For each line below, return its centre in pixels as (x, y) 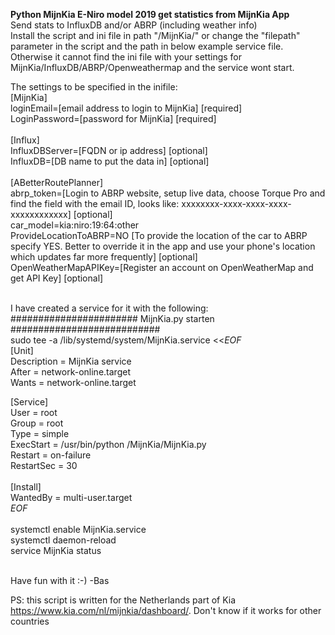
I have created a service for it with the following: (109, 308)
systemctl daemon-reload (63, 540)
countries (30, 621)
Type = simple (40, 433)
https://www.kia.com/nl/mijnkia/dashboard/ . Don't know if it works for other (166, 610)
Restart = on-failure (51, 455)
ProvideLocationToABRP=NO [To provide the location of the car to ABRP (159, 235)
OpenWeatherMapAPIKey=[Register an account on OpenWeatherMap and (162, 267)
